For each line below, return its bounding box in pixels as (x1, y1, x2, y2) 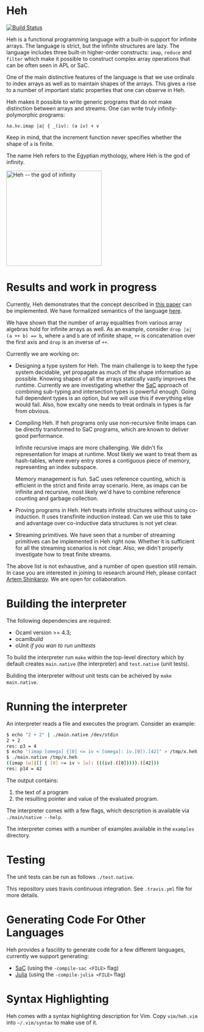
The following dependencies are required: (6, 617, 111, 624)
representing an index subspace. (15, 463, 98, 470)
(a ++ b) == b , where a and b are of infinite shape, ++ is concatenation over (6, 332, 196, 339)
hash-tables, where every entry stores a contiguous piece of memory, (15, 457, 191, 464)
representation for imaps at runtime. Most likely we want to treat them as (15, 450, 198, 457)
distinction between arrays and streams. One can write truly (6, 104, 157, 112)
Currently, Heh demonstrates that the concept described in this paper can (6, 300, 192, 308)
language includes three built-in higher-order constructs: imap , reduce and (6, 48, 192, 56)
